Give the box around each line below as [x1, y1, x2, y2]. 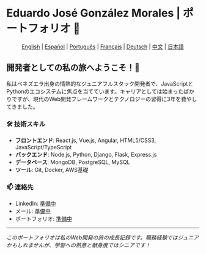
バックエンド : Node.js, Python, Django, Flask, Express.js [15, 151, 157, 159]
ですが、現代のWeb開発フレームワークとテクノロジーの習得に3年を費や [11, 95, 192, 102]
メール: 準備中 [15, 207, 51, 215]
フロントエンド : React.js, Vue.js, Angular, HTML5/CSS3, [15, 136, 156, 144]
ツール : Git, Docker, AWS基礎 [15, 166, 89, 174]
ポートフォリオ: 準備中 [15, 215, 72, 223]
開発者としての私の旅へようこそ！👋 [6, 62, 141, 73]
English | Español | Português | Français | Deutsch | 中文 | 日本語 [21, 43, 185, 50]
